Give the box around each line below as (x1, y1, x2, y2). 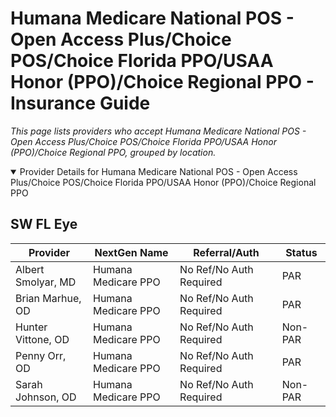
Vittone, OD (15, 332, 70, 346)
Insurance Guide (10, 92, 151, 115)
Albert (15, 262, 45, 276)
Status (285, 245, 318, 259)
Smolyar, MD (15, 275, 77, 289)
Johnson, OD (15, 390, 77, 404)
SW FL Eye (10, 216, 78, 233)
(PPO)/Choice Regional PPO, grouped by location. (10, 146, 217, 158)
